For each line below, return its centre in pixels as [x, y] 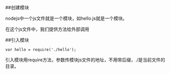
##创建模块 [17, 7]
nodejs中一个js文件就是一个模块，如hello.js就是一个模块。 [66, 18]
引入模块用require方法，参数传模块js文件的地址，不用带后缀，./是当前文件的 [85, 60]
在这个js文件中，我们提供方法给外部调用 [47, 29]
